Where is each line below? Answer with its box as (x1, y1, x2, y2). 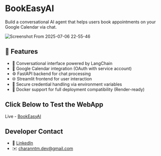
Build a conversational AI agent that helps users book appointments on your (5, 19, 156, 25)
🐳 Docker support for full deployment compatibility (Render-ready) (12, 86, 145, 92)
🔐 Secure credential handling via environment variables (12, 81, 122, 87)
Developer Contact (5, 127, 63, 136)
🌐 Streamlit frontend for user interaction (12, 76, 92, 81)
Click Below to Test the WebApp (5, 100, 103, 109)
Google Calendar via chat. (5, 24, 57, 30)
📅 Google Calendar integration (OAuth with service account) (12, 65, 132, 71)
